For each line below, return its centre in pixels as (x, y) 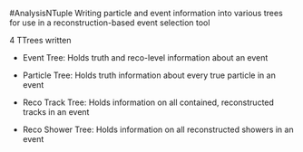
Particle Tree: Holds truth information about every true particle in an (149, 75)
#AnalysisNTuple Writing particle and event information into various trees (146, 13)
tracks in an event (56, 112)
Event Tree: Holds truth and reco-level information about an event (145, 57)
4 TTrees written (40, 40)
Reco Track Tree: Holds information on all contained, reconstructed (148, 102)
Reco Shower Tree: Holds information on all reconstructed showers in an (158, 129)
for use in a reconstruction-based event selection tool (110, 23)
